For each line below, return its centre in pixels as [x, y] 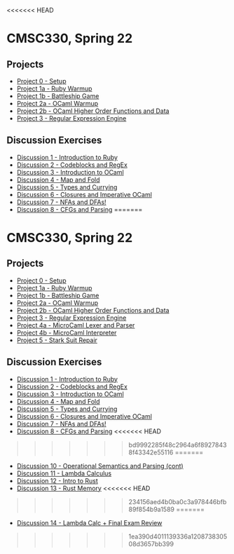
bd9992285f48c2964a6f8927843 [178, 445]
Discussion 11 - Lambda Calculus [64, 473]
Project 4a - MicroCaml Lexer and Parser [76, 325]
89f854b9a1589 [152, 509]
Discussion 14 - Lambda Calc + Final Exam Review [89, 522]
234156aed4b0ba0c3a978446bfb [178, 501]
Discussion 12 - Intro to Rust [57, 480]
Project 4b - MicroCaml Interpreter [67, 332]
